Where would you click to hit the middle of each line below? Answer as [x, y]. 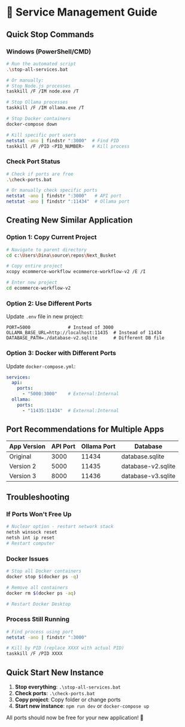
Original [20, 456]
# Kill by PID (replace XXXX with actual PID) [65, 648]
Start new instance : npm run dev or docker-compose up [82, 706]
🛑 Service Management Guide [82, 12]
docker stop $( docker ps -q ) [43, 576]
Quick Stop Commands [50, 34]
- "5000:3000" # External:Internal [70, 394]
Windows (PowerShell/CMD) [49, 52]
